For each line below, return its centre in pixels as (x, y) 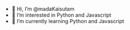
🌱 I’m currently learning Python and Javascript (68, 21)
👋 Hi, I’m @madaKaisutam (43, 9)
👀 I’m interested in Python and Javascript (61, 15)
